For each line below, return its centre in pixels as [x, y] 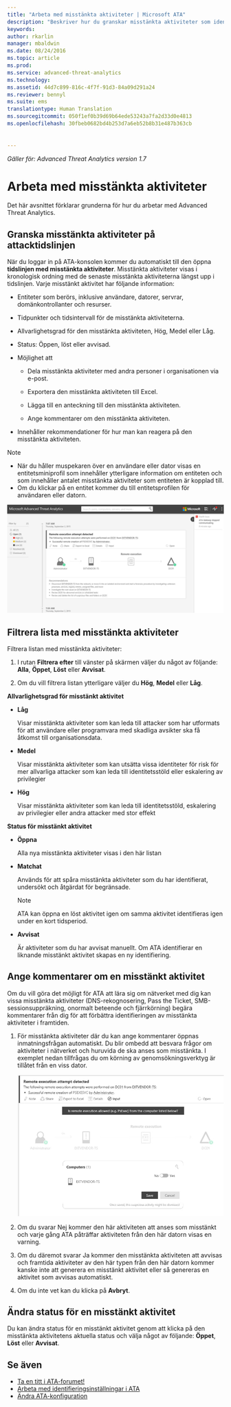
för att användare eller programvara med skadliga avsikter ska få [109, 730]
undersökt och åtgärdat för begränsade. [74, 887]
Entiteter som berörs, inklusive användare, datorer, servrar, [100, 297]
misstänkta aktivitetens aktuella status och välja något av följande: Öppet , [111, 1336]
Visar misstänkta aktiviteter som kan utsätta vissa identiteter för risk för [118, 764]
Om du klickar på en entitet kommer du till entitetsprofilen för [103, 488]
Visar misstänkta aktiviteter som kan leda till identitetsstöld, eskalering [117, 805]
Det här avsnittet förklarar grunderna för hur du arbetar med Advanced [107, 205]
